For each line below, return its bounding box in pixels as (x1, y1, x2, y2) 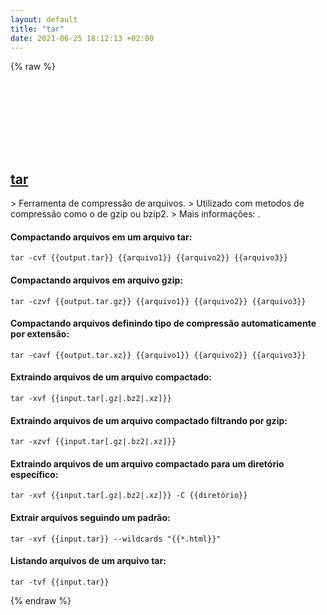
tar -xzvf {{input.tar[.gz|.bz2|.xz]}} (10, 437, 177, 447)
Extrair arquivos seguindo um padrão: (10, 512, 171, 523)
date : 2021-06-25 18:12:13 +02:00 (10, 33, 155, 43)
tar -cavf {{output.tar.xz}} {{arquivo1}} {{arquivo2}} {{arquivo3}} (10, 350, 307, 360)
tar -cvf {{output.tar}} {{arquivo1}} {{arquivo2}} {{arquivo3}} (10, 253, 288, 263)
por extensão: (10, 328, 70, 340)
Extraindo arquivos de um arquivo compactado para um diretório (10, 457, 285, 470)
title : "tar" (10, 24, 65, 34)
